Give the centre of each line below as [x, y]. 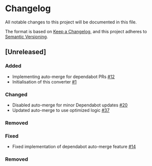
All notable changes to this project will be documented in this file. [71, 22]
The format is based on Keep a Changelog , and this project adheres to [76, 31]
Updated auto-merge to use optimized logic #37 [61, 110]
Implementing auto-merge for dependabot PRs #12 [63, 77]
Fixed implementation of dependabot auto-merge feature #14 [74, 146]
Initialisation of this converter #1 [44, 82]
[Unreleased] [26, 52]
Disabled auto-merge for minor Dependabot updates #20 [70, 105]
